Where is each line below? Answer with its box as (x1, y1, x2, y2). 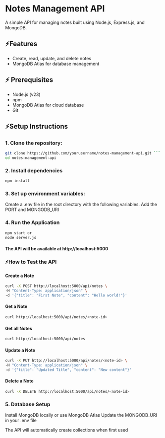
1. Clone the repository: (5, 140, 63, 146)
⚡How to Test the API (5, 259, 57, 266)
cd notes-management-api (5, 155, 56, 160)
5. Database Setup (5, 401, 51, 408)
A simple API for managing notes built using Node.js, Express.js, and (5, 19, 145, 25)
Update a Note (5, 347, 36, 353)
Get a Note (5, 303, 28, 309)
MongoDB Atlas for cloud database (12, 102, 84, 108)
